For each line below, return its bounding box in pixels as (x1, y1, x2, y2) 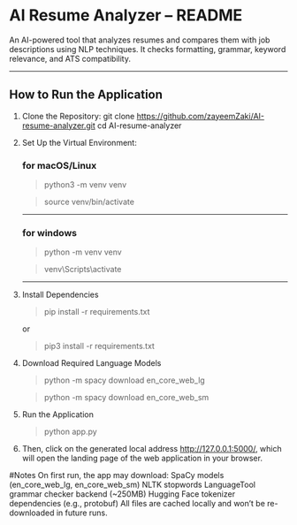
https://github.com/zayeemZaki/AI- (136, 110, 265, 121)
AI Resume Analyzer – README (9, 5, 243, 26)
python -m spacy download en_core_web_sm (43, 392, 209, 403)
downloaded (9, 507, 55, 518)
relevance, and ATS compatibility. (9, 53, 131, 64)
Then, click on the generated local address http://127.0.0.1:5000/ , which (21, 444, 283, 454)
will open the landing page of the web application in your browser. (21, 453, 263, 464)
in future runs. (56, 507, 108, 518)
